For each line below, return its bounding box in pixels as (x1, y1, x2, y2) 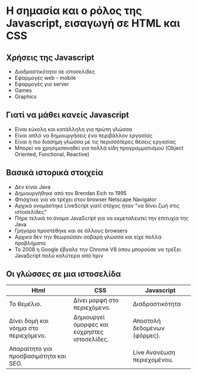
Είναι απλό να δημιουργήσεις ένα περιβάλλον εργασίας (14, 132, 153, 139)
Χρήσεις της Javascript (6, 52, 95, 62)
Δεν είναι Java (14, 183, 51, 190)
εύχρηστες (73, 328, 104, 336)
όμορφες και (73, 320, 109, 329)
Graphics (14, 93, 37, 100)
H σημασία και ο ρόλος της (6, 4, 142, 18)
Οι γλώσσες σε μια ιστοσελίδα (6, 269, 121, 279)
